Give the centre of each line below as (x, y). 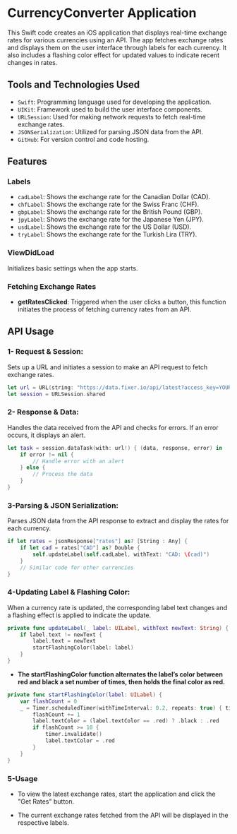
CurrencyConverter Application (102, 13)
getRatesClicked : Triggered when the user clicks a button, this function (122, 302)
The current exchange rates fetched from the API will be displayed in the (123, 815)
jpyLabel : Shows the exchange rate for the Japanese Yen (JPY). (111, 220)
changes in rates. (32, 62)
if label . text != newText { (61, 635)
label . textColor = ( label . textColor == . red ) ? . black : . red (126, 721)
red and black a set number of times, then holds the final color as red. (121, 681)
